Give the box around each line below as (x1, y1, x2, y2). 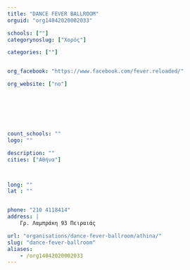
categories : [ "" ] (7, 49, 58, 56)
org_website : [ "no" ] (7, 80, 68, 88)
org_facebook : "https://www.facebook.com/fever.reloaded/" (7, 68, 184, 75)
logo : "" (7, 137, 33, 144)
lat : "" (7, 188, 33, 195)
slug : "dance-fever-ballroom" (7, 239, 96, 246)
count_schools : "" (7, 130, 61, 137)
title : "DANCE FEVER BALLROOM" (7, 10, 99, 18)
